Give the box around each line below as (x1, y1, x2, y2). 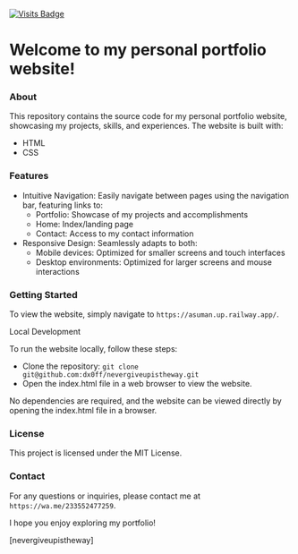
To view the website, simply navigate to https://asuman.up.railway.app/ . (9, 309, 279, 320)
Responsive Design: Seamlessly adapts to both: (21, 237, 199, 248)
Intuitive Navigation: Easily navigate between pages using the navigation (21, 190, 289, 200)
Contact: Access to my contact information (35, 228, 194, 239)
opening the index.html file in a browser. (9, 405, 158, 416)
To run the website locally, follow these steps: (9, 344, 178, 354)
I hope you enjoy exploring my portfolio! (9, 517, 157, 528)
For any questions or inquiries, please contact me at (9, 490, 201, 501)
